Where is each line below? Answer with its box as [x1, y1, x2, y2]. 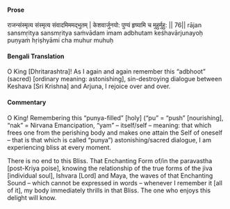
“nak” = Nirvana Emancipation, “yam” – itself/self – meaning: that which [7, 121, 212, 129]
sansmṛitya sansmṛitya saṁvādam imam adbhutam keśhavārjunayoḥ [7, 28, 204, 37]
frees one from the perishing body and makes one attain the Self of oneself [7, 128, 223, 137]
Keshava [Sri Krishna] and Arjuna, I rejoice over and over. [7, 82, 171, 90]
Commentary [7, 98, 47, 106]
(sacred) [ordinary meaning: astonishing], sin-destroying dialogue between [7, 75, 222, 83]
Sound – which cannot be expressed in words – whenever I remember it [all [7, 178, 222, 187]
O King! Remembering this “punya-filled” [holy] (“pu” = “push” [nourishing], [7, 113, 224, 122]
